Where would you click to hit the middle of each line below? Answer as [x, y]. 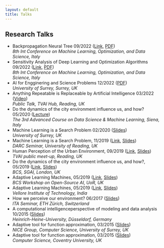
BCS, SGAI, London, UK [36, 172]
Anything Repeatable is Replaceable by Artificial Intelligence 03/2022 [83, 93]
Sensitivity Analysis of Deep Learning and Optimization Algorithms [80, 62]
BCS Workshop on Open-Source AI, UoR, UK [58, 183]
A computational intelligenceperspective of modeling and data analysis [85, 209]
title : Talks [19, 14]
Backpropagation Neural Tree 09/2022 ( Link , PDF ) [64, 46]
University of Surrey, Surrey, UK [45, 88]
